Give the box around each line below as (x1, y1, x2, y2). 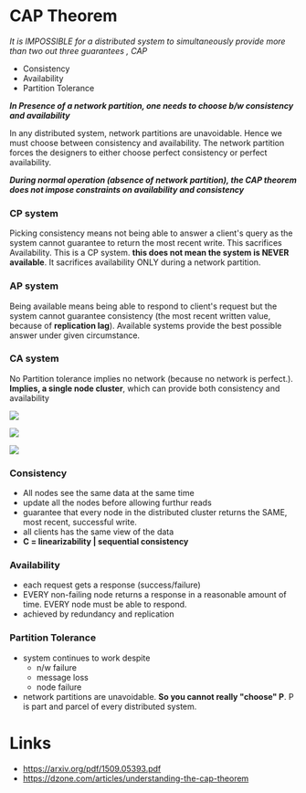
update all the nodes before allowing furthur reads (22, 497, 212, 508)
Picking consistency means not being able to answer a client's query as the (9, 227, 293, 238)
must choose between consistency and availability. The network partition (9, 137, 285, 148)
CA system (9, 353, 59, 365)
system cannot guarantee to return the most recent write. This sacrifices (9, 238, 282, 248)
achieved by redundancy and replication (22, 608, 174, 619)
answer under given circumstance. (9, 330, 140, 341)
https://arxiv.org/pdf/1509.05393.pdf (22, 763, 162, 774)
